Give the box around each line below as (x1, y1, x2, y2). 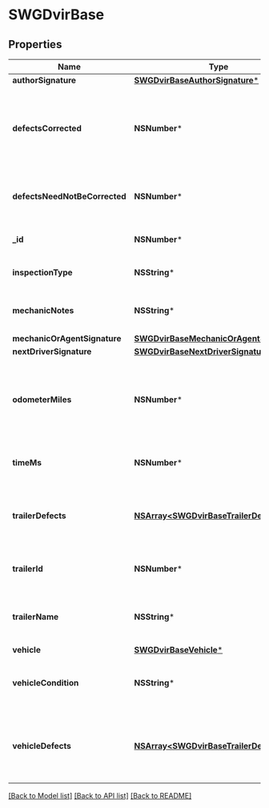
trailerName (12, 611, 59, 622)
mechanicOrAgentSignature (12, 333, 122, 344)
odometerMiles (12, 394, 72, 405)
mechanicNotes (12, 305, 74, 316)
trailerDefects (12, 510, 66, 521)
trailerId (12, 563, 43, 574)
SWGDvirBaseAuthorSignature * (134, 74, 259, 86)
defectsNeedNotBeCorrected (12, 191, 126, 202)
